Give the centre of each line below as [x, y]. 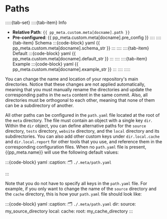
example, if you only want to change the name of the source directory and [81, 189]
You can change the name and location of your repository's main [72, 79]
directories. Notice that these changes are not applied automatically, [75, 84]
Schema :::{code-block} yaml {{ [67, 42]
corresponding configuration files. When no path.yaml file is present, [76, 147]
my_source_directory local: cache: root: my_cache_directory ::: [69, 211]
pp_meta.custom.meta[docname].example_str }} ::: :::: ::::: [71, 69]
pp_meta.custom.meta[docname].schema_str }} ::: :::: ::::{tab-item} [81, 48]
